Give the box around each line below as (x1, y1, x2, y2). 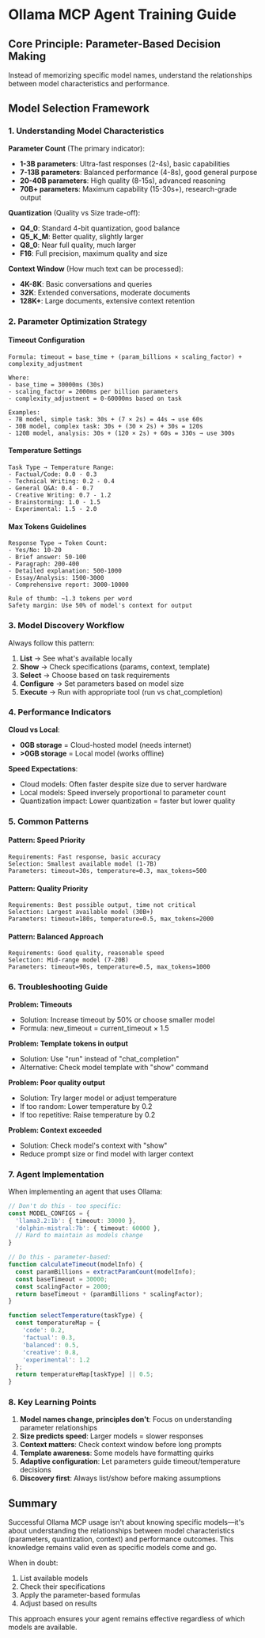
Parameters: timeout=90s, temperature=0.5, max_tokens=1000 (8, 963, 211, 971)
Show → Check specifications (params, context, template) (19, 661, 210, 671)
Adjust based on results (19, 1598, 97, 1609)
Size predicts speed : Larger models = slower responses (19, 1431, 204, 1441)
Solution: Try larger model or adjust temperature (19, 1093, 177, 1103)
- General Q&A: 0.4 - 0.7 (8, 485, 93, 493)
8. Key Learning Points (8, 1396, 97, 1408)
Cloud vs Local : (8, 725, 60, 734)
